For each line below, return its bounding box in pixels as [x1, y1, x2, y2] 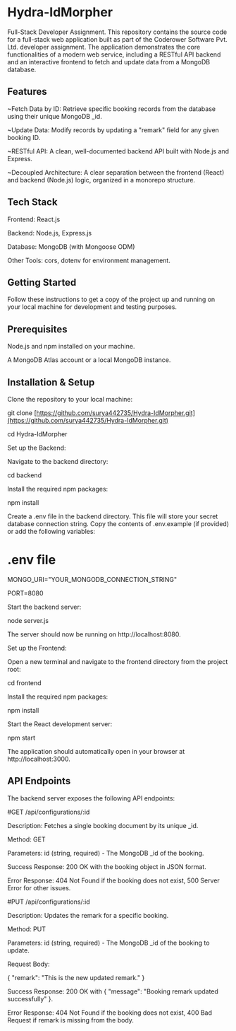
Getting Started [7, 276, 77, 289]
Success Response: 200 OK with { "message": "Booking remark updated [7, 987, 218, 996]
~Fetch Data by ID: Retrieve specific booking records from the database [7, 104, 216, 113]
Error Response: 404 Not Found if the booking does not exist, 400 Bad [7, 1008, 213, 1017]
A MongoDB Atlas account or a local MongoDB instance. [7, 356, 171, 364]
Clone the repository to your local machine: [7, 395, 133, 403]
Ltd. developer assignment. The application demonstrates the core [7, 42, 201, 51]
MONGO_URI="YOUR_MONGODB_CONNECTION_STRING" [7, 575, 178, 583]
